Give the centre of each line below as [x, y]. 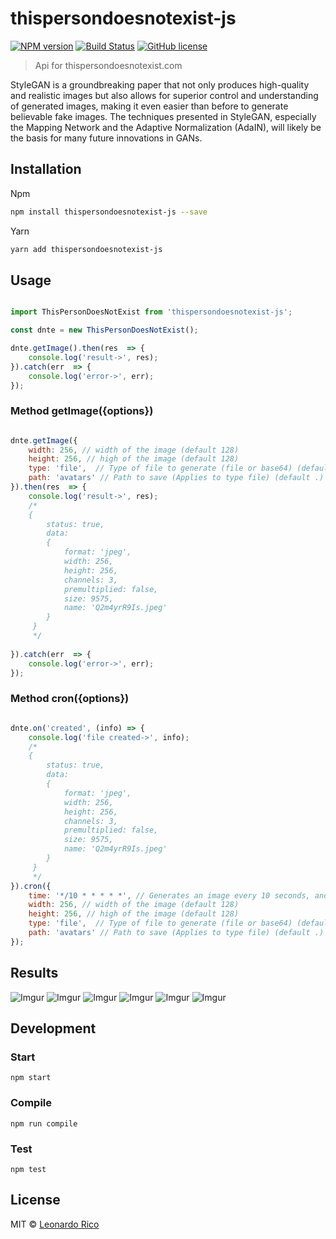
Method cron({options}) [70, 699]
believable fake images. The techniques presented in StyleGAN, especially [163, 116]
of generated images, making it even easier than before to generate [149, 106]
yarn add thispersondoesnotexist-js [86, 249]
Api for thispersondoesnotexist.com [108, 65]
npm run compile [44, 1123]
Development [53, 1028]
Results [34, 973]
